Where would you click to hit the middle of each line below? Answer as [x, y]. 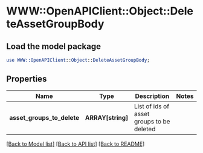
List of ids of [152, 106]
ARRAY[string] [107, 117]
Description [152, 96]
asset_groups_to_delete [44, 117]
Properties [27, 79]
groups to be [152, 121]
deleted [145, 129]
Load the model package [54, 46]
